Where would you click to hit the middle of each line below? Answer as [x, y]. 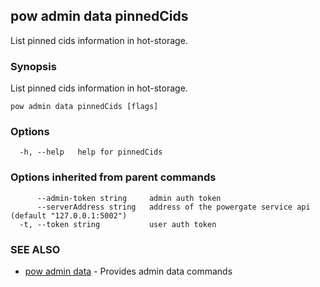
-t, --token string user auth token [118, 224]
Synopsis [33, 66]
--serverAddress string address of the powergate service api [173, 207]
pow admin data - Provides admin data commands [128, 271]
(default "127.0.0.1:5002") [69, 215]
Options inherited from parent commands [113, 177]
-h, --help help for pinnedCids [91, 152]
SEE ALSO [35, 249]
